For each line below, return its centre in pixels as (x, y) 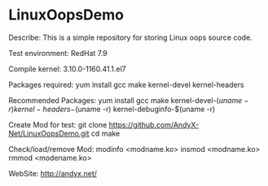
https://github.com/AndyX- (154, 124)
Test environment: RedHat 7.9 (58, 53)
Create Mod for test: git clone (58, 124)
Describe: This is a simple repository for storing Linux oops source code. (130, 37)
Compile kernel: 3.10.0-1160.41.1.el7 (67, 69)
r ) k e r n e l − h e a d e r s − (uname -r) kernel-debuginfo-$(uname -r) (112, 109)
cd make (105, 133)
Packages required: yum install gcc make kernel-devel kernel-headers (126, 84)
